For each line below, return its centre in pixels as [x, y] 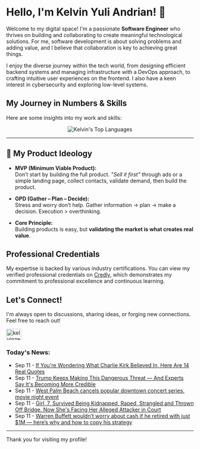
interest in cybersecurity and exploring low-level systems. [77, 84]
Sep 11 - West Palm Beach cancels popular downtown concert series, [100, 391]
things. [15, 54]
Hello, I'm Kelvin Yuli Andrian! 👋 [86, 12]
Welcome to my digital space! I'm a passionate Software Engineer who [93, 29]
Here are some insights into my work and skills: [64, 117]
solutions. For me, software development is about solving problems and [94, 41]
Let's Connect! [34, 300]
